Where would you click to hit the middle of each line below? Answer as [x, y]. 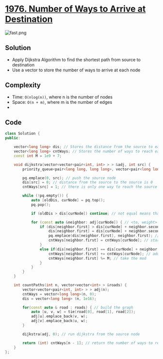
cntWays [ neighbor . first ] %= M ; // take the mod [97, 258]
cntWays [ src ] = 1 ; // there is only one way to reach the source [90, 187]
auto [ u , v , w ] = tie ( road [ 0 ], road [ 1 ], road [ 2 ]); [83, 312]
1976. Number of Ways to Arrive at [75, 9]
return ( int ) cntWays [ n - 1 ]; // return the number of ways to [88, 343]
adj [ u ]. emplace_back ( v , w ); [59, 316]
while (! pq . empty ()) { [45, 196]
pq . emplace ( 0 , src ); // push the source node [69, 178]
